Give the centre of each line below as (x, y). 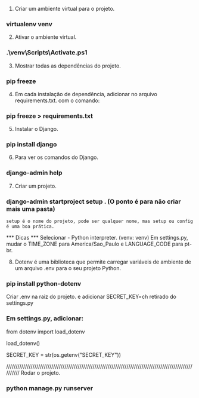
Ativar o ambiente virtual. (46, 37)
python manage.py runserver (50, 388)
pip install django (32, 145)
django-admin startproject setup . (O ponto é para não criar (94, 201)
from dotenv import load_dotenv (46, 332)
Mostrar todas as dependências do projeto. (68, 66)
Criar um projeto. (35, 186)
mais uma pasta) (31, 209)
